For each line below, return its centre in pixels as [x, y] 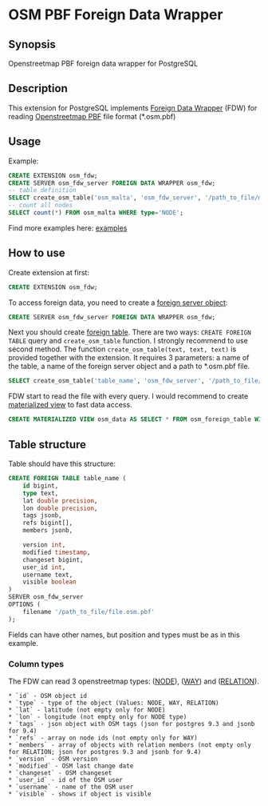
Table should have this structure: [62, 463]
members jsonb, [48, 531]
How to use [37, 253]
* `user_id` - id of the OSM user [66, 780]
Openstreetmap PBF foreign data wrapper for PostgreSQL [103, 63]
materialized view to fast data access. [71, 405]
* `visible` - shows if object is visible [80, 794]
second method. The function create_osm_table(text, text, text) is [122, 349]
